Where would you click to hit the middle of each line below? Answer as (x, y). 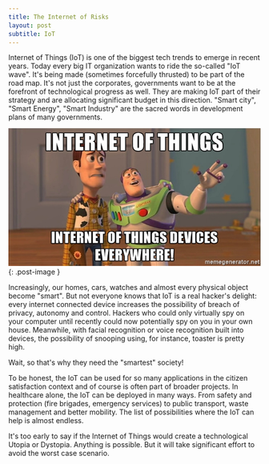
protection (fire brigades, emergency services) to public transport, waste (128, 404)
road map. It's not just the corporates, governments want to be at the (122, 83)
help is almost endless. (46, 421)
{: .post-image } (34, 272)
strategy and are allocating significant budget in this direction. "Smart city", (132, 100)
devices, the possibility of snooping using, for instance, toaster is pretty (126, 339)
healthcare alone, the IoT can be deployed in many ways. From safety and (130, 395)
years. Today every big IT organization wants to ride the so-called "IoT (124, 66)
